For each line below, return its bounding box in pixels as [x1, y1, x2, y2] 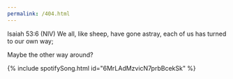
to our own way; [7, 36, 54, 45]
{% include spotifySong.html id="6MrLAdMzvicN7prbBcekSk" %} [7, 64, 197, 72]
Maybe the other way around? [7, 50, 93, 59]
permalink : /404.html [7, 10, 70, 17]
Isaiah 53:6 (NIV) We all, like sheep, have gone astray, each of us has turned [7, 29, 227, 38]
